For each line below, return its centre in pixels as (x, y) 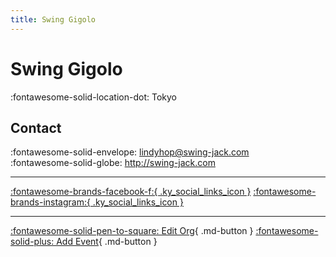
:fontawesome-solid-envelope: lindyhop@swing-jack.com (130, 152)
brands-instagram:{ (50, 202)
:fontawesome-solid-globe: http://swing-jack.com (113, 163)
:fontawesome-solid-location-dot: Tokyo (93, 97)
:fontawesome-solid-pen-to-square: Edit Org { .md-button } (132, 231)
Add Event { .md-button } (107, 242)
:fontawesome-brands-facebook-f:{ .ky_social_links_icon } (131, 192)
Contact (36, 127)
